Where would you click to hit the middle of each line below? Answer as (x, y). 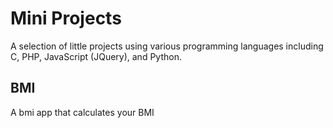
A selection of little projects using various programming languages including (167, 46)
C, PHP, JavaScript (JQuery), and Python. (96, 56)
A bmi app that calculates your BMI (82, 112)
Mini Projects (66, 18)
